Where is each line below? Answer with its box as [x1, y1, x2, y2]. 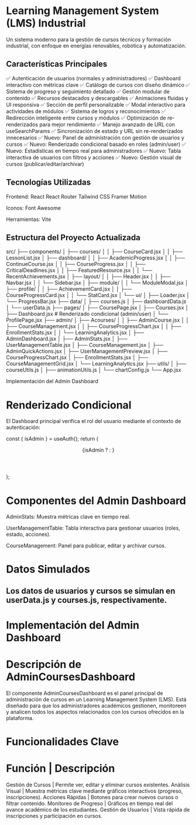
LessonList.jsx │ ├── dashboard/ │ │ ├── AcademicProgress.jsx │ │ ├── [6, 254, 185, 261]
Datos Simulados [6, 562, 91, 576]
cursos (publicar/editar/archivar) [6, 160, 84, 168]
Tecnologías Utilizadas [6, 178, 91, 187]
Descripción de [6, 658, 82, 671]
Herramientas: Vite [6, 216, 51, 223]
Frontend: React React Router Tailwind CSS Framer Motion [6, 193, 147, 200]
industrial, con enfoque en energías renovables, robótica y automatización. [6, 42, 187, 49]
